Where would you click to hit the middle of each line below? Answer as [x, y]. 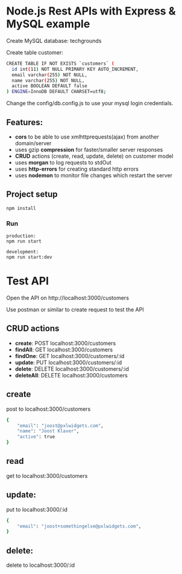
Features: [25, 122]
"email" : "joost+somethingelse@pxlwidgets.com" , [79, 526]
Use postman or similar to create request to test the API [75, 310]
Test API [28, 281]
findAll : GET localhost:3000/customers [64, 350]
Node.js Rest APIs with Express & [91, 11]
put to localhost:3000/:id [37, 509]
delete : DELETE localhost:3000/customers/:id [72, 369]
